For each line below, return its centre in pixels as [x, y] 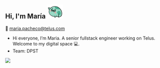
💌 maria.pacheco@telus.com [35, 28]
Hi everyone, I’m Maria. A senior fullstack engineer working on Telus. [84, 38]
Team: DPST [25, 51]
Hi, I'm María [26, 16]
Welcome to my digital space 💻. [46, 43]
